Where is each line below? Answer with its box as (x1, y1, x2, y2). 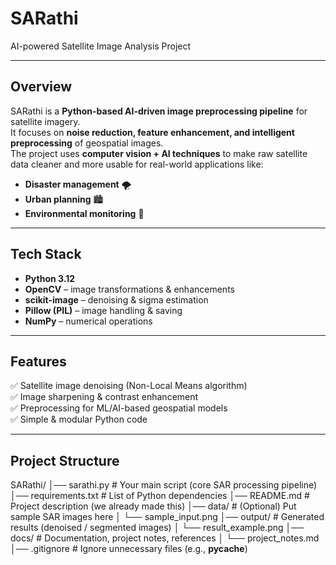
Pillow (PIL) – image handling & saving (24, 304, 183, 316)
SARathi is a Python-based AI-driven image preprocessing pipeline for (10, 105, 308, 117)
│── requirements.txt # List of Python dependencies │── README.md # (10, 490, 310, 502)
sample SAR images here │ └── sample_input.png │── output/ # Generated (10, 511, 325, 523)
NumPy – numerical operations (24, 315, 153, 327)
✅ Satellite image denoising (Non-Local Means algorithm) (10, 380, 248, 392)
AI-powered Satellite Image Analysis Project (10, 40, 192, 52)
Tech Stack (10, 246, 82, 263)
